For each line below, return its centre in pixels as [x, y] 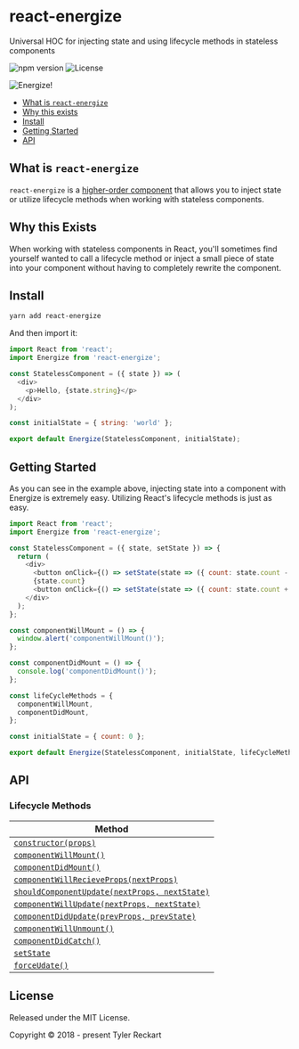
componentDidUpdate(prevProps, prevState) [105, 916]
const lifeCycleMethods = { [61, 696]
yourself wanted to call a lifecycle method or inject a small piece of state [141, 258]
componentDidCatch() [57, 941]
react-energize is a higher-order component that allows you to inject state [145, 190]
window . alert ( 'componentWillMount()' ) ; [91, 639]
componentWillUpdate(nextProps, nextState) [107, 904]
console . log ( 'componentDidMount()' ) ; [87, 672]
